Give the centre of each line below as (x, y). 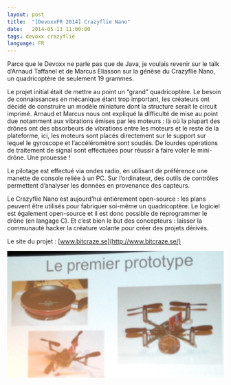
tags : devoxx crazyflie (41, 36)
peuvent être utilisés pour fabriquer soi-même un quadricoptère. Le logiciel (113, 206)
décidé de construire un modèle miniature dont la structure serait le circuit (112, 107)
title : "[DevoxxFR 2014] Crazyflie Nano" (69, 22)
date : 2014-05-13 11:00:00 (49, 29)
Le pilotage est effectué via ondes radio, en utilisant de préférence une (108, 171)
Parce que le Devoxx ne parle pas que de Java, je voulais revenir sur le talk (113, 64)
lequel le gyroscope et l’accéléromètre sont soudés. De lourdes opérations (113, 143)
